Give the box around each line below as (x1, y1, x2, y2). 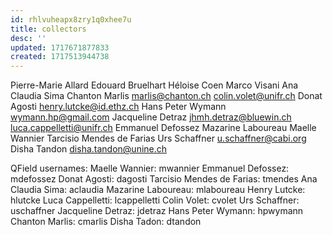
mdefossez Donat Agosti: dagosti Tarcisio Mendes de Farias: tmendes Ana (10, 173, 318, 185)
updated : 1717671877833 (10, 42, 110, 53)
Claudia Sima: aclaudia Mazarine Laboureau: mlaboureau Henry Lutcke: (10, 184, 306, 196)
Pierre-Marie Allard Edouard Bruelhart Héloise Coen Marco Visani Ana (10, 79, 299, 91)
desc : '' (10, 33, 47, 43)
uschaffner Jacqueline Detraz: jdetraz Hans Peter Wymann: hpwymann (10, 205, 304, 217)
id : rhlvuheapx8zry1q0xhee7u (10, 14, 132, 25)
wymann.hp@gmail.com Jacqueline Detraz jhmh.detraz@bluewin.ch (10, 111, 292, 123)
